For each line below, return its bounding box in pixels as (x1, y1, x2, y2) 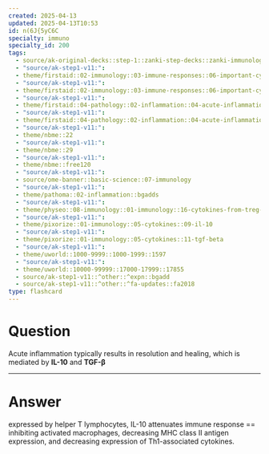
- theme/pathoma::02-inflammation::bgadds (15, 190, 159, 199)
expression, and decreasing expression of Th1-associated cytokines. (8, 436, 235, 446)
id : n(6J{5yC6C (8, 26, 59, 34)
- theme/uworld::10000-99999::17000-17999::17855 (15, 266, 184, 274)
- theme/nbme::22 (15, 131, 74, 139)
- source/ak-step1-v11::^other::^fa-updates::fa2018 (15, 280, 195, 289)
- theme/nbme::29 (15, 146, 74, 154)
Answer (8, 393, 62, 411)
